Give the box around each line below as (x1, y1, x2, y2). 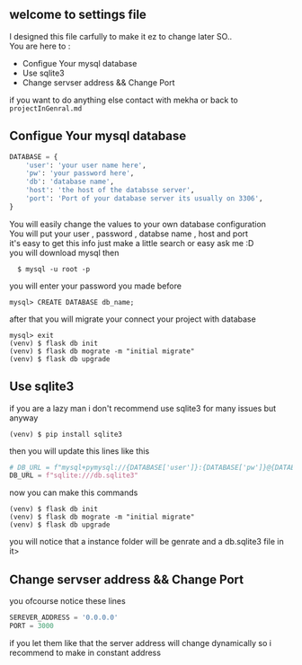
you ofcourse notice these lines (9, 596, 126, 607)
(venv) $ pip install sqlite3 (9, 430, 123, 439)
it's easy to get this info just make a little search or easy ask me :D (9, 237, 254, 248)
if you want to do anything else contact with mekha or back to (9, 94, 238, 105)
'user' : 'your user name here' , (25, 161, 147, 170)
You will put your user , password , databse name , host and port (9, 228, 249, 239)
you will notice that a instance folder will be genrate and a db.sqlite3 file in (9, 536, 285, 547)
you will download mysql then (9, 247, 120, 258)
